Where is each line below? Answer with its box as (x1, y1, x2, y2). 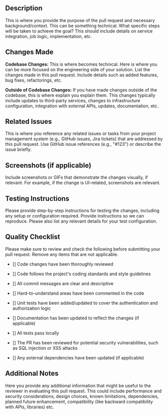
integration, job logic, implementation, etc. (5, 33, 92, 39)
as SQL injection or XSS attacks (12, 345, 78, 351)
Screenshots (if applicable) (5, 161, 91, 169)
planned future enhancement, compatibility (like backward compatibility (5, 398, 153, 404)
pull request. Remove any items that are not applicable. (5, 251, 118, 257)
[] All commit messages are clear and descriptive (12, 280, 113, 286)
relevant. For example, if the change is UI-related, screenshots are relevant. (5, 180, 161, 186)
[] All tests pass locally (12, 330, 59, 336)
